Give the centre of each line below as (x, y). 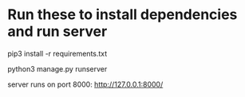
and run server (57, 31)
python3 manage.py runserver (57, 68)
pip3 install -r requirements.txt (57, 53)
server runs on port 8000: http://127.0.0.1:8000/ (85, 84)
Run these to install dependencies (122, 15)
